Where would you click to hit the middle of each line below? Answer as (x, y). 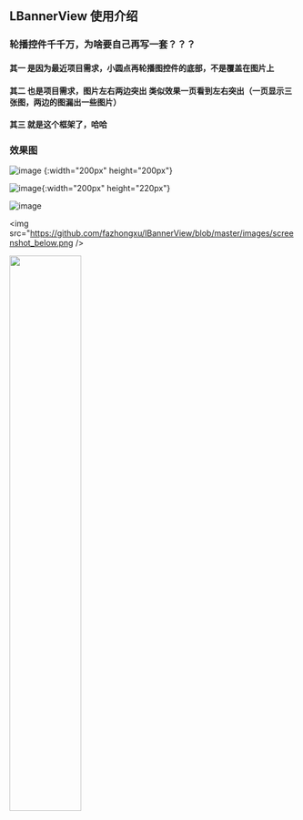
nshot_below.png (41, 243)
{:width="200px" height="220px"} (106, 189)
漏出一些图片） (93, 102)
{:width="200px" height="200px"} (108, 170)
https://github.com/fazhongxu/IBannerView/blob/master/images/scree (162, 233)
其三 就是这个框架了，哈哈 (58, 125)
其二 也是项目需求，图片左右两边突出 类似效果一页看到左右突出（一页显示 (147, 90)
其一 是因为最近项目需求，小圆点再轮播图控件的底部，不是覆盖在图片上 (142, 67)
